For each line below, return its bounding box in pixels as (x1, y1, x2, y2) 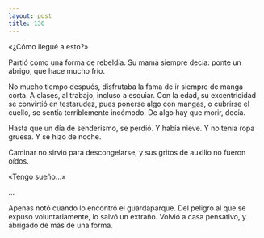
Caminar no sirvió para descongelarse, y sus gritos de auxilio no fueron (8, 147, 246, 157)
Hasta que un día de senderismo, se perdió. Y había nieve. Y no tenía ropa (8, 123, 255, 133)
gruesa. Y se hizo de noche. (8, 131, 102, 142)
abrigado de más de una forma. (8, 220, 113, 230)
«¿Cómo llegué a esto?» (8, 41, 89, 51)
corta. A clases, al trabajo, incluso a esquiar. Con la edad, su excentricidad (8, 90, 257, 100)
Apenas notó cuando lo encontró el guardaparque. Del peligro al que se (8, 203, 246, 213)
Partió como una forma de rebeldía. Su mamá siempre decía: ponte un (8, 57, 242, 67)
